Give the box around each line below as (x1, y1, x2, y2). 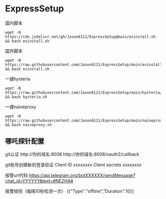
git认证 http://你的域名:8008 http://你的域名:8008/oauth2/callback (5, 151, 139, 157)
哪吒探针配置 (5, 137, 44, 145)
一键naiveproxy (5, 104, 37, 110)
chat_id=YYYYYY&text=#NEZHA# (5, 178, 74, 184)
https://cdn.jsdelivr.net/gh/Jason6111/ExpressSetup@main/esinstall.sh (5, 34, 156, 39)
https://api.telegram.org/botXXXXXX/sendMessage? (29, 172, 136, 178)
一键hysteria (5, 75, 31, 82)
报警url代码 (5, 172, 28, 178)
